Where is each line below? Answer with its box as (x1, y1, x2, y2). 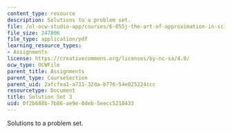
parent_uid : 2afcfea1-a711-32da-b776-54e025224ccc (7, 81, 156, 88)
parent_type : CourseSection (7, 74, 88, 82)
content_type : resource (7, 10, 76, 17)
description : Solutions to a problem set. (7, 17, 131, 23)
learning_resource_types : (7, 42, 81, 49)
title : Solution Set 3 (7, 94, 72, 101)
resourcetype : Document (7, 87, 76, 94)
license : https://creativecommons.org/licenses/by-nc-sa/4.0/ (7, 55, 190, 62)
